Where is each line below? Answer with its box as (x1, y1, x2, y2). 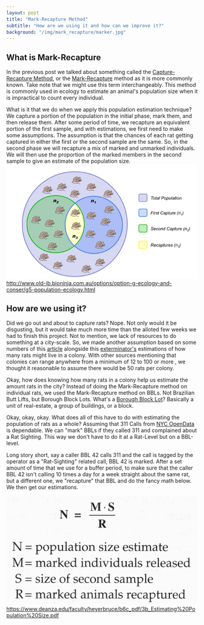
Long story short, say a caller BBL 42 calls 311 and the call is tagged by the (6, 451, 193, 459)
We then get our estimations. (6, 484, 79, 491)
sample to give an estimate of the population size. (6, 158, 131, 165)
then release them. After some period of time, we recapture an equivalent (6, 119, 190, 126)
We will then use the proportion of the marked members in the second (6, 151, 182, 158)
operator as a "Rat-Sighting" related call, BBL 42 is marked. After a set (6, 458, 182, 465)
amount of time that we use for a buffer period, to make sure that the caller (6, 464, 193, 471)
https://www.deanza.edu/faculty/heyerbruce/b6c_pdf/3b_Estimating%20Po (6, 605, 195, 612)
